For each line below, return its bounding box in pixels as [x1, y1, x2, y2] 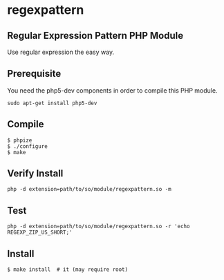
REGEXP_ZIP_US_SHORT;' [7, 229, 73, 236]
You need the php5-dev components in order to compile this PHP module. [7, 86, 218, 95]
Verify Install [7, 168, 64, 180]
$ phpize [7, 137, 32, 144]
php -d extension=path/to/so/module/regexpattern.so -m [7, 186, 171, 193]
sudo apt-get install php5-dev [7, 100, 97, 106]
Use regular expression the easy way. [7, 48, 115, 56]
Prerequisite [7, 68, 62, 80]
